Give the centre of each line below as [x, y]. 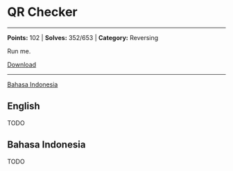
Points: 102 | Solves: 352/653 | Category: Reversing [83, 37]
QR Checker [42, 12]
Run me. [19, 51]
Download [22, 64]
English [24, 106]
